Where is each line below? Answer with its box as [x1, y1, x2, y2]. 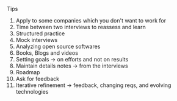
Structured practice [15, 30, 65, 37]
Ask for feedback [15, 75, 60, 82]
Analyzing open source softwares [15, 43, 101, 50]
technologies [15, 88, 49, 95]
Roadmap [15, 69, 40, 75]
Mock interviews [15, 37, 58, 43]
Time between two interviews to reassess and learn [15, 24, 146, 30]
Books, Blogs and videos [15, 49, 79, 57]
